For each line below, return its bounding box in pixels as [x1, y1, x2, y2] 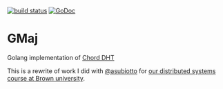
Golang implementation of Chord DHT [7, 53, 115, 61]
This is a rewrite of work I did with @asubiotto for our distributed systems [7, 66, 216, 75]
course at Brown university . [7, 74, 85, 82]
